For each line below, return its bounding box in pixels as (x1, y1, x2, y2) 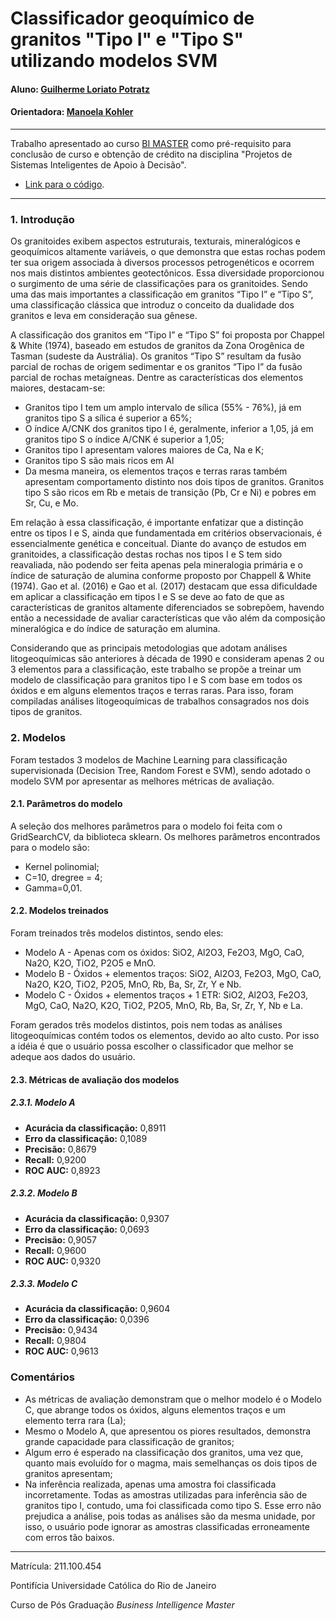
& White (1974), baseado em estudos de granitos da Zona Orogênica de (10, 340, 305, 352)
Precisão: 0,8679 (24, 1143, 97, 1155)
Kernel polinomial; (24, 860, 100, 872)
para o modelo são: (10, 841, 90, 853)
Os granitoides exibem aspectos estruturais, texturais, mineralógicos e (10, 235, 301, 247)
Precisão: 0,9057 (24, 1233, 97, 1246)
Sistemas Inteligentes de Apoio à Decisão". (10, 158, 187, 171)
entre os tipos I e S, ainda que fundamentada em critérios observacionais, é (10, 527, 323, 539)
